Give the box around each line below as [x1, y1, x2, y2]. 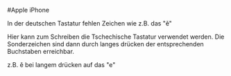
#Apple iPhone [7, 6, 50, 14]
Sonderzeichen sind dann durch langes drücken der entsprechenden [7, 40, 205, 48]
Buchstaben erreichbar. [7, 48, 75, 55]
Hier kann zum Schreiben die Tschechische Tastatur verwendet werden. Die [7, 32, 225, 41]
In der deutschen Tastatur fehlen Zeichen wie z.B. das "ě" [7, 19, 172, 27]
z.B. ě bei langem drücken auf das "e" [7, 61, 116, 68]
